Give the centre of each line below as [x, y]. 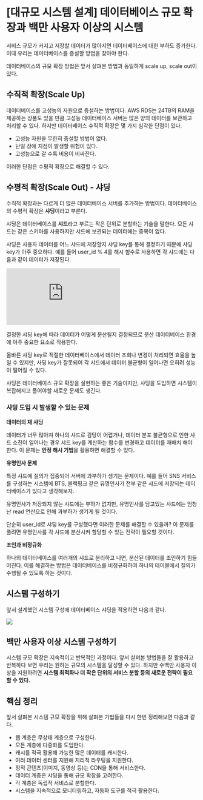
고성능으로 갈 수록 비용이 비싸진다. [55, 153]
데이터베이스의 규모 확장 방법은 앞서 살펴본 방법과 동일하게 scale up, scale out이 [102, 66]
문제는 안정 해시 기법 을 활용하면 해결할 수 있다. [80, 450]
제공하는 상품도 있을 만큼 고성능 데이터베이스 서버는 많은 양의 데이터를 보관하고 [99, 118]
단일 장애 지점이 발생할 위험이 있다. [56, 146]
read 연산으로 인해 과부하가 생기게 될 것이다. [65, 511]
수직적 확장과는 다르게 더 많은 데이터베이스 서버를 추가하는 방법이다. [86, 203]
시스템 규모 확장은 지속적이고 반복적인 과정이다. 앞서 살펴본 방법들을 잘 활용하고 [100, 657]
